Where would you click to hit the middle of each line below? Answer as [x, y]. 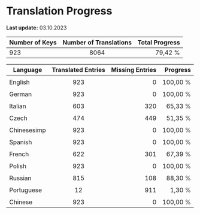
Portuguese [26, 190]
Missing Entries [134, 70]
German [20, 94]
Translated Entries [79, 70]
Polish [18, 166]
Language [28, 70]
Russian [20, 178]
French [19, 154]
